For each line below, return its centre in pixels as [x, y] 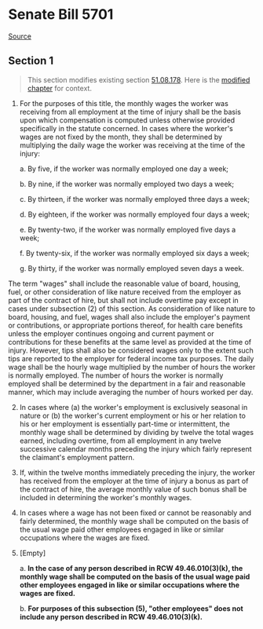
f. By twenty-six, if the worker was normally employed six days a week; [134, 253]
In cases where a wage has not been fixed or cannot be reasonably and [135, 513]
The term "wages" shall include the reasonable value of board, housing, [124, 283]
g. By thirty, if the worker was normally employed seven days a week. [132, 268]
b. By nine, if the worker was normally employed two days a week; [127, 184]
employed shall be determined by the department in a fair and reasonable [127, 383]
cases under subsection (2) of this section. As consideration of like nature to [132, 309]
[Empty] [32, 553]
